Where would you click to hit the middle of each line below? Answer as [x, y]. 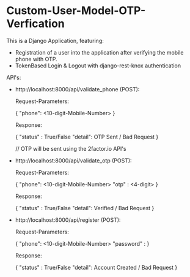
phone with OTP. [36, 59]
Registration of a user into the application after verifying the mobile [99, 52]
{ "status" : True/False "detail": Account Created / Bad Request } [96, 267]
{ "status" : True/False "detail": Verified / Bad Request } [85, 208]
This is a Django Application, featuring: [55, 40]
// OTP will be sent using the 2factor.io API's [71, 148]
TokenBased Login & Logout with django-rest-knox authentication [98, 66]
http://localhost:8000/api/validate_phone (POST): [77, 89]
